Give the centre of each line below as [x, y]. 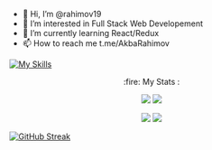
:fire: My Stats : [152, 82]
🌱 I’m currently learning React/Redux [91, 33]
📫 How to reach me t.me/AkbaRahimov [96, 43]
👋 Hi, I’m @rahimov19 [62, 14]
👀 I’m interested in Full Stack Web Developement [113, 23]
